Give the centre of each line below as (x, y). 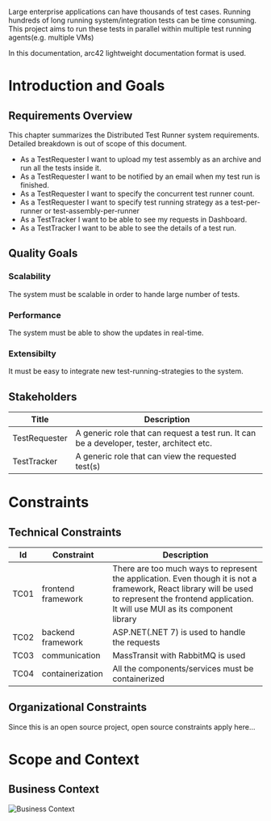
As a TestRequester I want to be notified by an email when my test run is (140, 176)
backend (58, 633)
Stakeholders (43, 397)
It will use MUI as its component (173, 609)
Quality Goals (43, 254)
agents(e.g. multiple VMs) (51, 37)
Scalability (29, 277)
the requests (136, 642)
